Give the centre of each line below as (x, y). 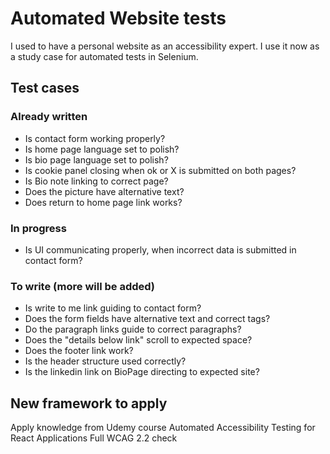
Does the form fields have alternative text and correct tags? (147, 319)
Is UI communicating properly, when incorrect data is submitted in (160, 249)
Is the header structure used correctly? (105, 361)
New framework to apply (89, 403)
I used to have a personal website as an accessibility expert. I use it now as (165, 46)
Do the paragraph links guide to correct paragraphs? (133, 329)
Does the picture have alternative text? (104, 191)
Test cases (45, 88)
